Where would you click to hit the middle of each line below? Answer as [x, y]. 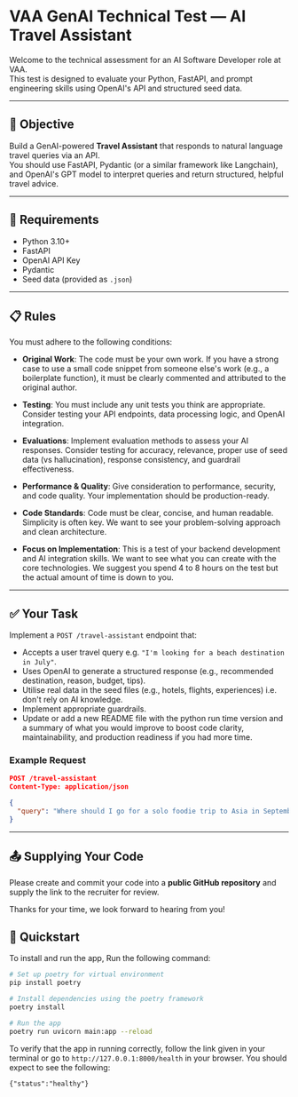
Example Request [47, 760]
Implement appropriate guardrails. [84, 709]
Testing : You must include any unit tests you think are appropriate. [144, 405]
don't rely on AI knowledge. [72, 700]
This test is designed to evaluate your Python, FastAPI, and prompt [131, 78]
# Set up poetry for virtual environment [87, 974]
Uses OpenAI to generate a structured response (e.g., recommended [148, 672]
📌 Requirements [54, 220]
